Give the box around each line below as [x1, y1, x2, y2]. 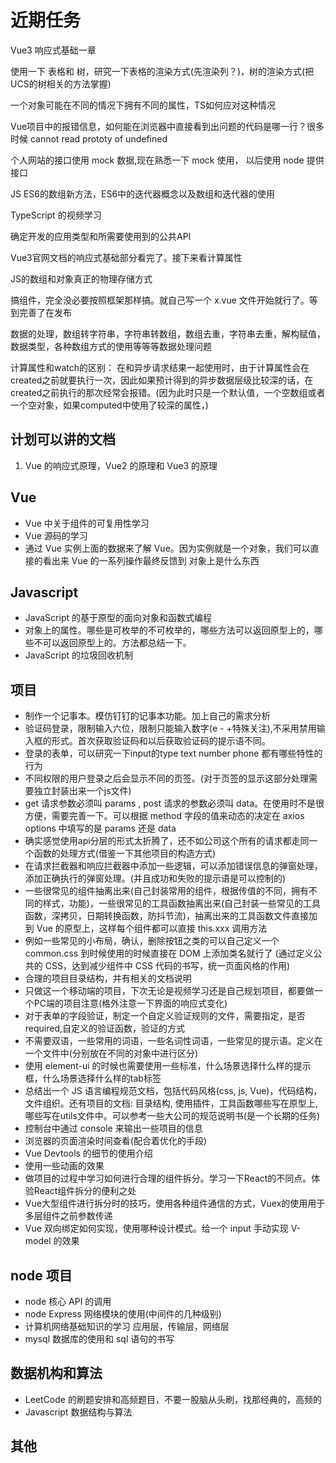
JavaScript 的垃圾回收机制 [24, 649, 133, 661]
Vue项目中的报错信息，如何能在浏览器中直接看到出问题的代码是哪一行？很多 [10, 120, 325, 132]
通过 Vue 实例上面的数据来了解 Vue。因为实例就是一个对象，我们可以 [24, 542, 311, 554]
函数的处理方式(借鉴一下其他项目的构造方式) [33, 847, 217, 860]
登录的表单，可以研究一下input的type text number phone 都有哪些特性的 [24, 747, 323, 760]
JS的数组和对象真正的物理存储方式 [10, 272, 153, 285]
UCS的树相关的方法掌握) [10, 77, 112, 90]
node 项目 [10, 1267, 73, 1284]
